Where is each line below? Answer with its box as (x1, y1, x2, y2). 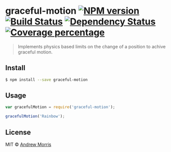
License (5, 128, 31, 137)
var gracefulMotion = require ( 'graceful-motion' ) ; (5, 105, 115, 110)
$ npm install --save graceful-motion (5, 77, 88, 82)
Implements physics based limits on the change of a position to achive (17, 43, 166, 49)
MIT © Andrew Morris (5, 141, 52, 147)
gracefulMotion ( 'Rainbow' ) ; (5, 114, 65, 119)
